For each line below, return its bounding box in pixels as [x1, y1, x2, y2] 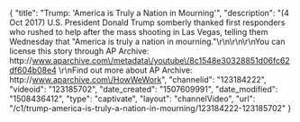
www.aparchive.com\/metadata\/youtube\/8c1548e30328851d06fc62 [32, 56, 290, 65]
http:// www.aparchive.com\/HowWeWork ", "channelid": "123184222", [9, 74, 268, 84]
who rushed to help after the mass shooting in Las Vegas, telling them [9, 27, 268, 37]
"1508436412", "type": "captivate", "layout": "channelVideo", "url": [9, 93, 256, 104]
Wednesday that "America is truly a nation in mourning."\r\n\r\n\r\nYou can [9, 36, 286, 47]
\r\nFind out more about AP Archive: [58, 65, 193, 75]
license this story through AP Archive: [9, 46, 150, 57]
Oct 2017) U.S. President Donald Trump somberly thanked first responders [9, 17, 286, 28]
